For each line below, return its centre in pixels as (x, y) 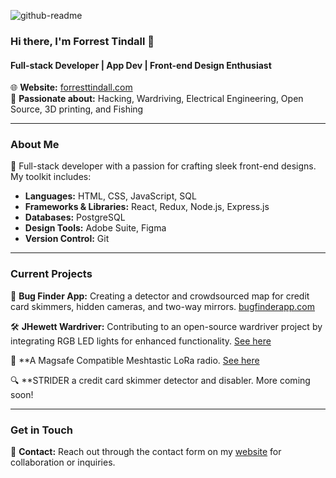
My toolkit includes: (51, 177)
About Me (35, 145)
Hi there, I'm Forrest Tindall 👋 (82, 41)
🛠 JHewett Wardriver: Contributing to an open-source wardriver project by (166, 326)
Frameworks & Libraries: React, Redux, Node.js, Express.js (147, 207)
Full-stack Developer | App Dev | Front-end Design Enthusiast (141, 65)
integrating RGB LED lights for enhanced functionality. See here (141, 341)
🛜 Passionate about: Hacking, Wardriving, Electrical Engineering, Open (157, 99)
